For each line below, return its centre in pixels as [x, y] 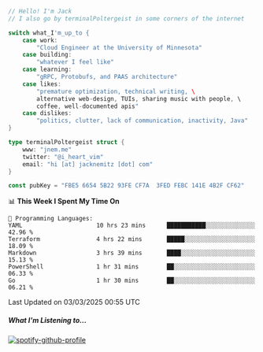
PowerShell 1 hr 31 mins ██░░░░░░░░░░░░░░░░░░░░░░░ [132, 267]
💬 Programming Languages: [50, 219]
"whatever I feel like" [75, 62]
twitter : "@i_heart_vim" [63, 157]
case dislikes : [47, 113]
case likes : [42, 84]
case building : [47, 55]
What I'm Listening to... [48, 320]
